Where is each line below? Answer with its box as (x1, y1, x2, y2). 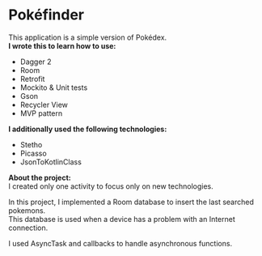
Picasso (19, 148, 47, 158)
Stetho (19, 139, 43, 149)
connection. (8, 223, 49, 233)
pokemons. (8, 205, 46, 215)
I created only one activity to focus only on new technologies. (8, 181, 214, 191)
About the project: (8, 173, 71, 182)
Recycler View (19, 100, 69, 109)
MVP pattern (19, 108, 63, 118)
